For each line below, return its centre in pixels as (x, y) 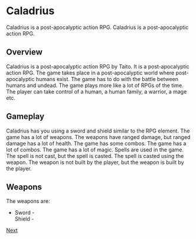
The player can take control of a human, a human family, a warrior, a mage (97, 91)
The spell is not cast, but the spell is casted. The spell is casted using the (95, 156)
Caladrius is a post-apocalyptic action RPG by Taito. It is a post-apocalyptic (98, 66)
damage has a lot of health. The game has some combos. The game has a (96, 143)
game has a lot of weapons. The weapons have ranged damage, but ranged (98, 137)
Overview (24, 52)
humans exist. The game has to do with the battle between (107, 79)
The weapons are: (28, 201)
